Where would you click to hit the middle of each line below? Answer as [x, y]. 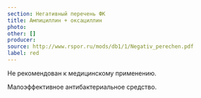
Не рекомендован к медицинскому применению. [82, 73]
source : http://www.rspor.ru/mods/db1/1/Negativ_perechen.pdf [100, 47]
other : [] [22, 33]
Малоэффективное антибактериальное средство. [82, 87]
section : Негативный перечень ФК [56, 14]
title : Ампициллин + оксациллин [55, 20]
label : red [23, 54]
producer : [22, 40]
